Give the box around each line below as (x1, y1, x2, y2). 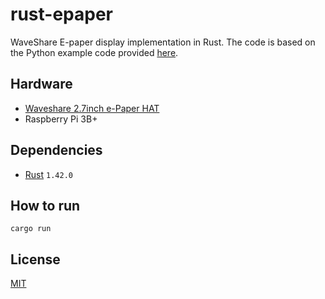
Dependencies (10, 142, 103, 159)
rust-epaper (10, 3, 113, 26)
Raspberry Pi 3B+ (24, 113, 98, 125)
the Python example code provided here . (10, 46, 179, 58)
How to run (10, 197, 81, 214)
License (10, 251, 61, 268)
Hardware (10, 76, 73, 93)
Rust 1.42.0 (24, 168, 73, 180)
